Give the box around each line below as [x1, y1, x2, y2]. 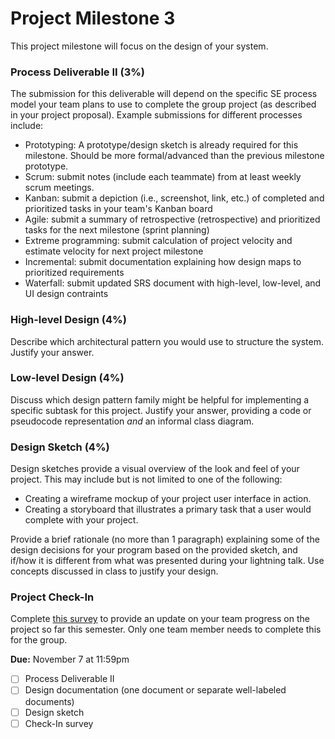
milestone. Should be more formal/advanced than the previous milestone [24, 150, 325, 162]
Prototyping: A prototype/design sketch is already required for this [24, 139, 299, 151]
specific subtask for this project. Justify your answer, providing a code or [10, 404, 312, 416]
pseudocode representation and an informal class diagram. [10, 415, 255, 427]
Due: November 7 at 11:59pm [10, 653, 130, 666]
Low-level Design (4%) [10, 371, 125, 385]
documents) [24, 695, 75, 707]
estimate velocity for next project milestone [24, 245, 204, 257]
